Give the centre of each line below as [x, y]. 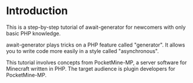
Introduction [37, 11]
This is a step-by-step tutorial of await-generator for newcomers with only [96, 27]
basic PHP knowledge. [33, 33]
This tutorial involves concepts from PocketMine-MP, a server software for [96, 62]
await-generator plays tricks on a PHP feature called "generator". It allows [96, 45]
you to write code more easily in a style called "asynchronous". [82, 51]
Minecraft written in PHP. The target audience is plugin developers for [91, 68]
